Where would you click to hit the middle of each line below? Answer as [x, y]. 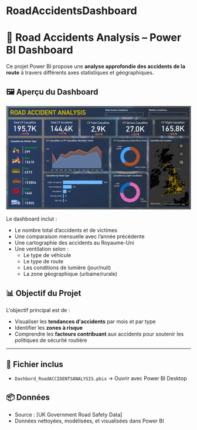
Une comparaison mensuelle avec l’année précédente [79, 236]
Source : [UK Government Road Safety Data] [68, 414]
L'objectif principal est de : [38, 310]
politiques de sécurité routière [51, 340]
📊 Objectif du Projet [44, 293]
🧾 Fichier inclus [35, 364]
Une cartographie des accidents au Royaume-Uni [74, 243]
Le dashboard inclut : [32, 219]
